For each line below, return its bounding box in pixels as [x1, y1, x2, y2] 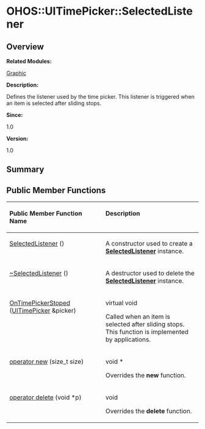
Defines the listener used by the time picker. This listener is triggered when [6, 93, 195, 100]
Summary [6, 165, 45, 175]
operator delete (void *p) [9, 393, 82, 402]
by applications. [106, 335, 151, 344]
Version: [6, 135, 29, 142]
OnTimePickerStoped [9, 299, 71, 307]
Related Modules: [6, 58, 52, 65]
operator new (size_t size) [9, 358, 84, 366]
